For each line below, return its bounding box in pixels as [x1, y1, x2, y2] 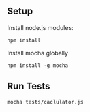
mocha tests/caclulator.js [7, 98, 84, 105]
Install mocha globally [7, 48, 69, 57]
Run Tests [7, 81, 50, 92]
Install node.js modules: [7, 23, 74, 31]
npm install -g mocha [7, 61, 69, 69]
